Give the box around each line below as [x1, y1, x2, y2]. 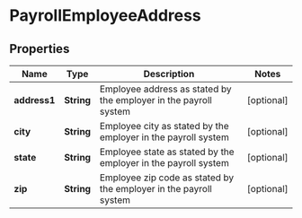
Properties [9, 41, 70, 57]
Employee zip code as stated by [99, 171, 235, 184]
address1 [13, 94, 56, 106]
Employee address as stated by [99, 83, 232, 95]
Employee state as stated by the [99, 145, 235, 158]
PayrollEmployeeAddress [9, 5, 202, 26]
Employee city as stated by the [99, 120, 229, 132]
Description [143, 68, 195, 80]
